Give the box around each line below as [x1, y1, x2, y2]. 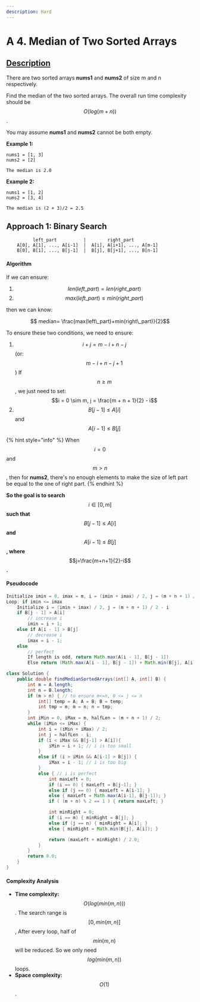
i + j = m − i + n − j [82, 341, 127, 348]
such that [6, 510, 30, 517]
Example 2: [6, 177, 35, 185]
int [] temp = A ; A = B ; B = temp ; [37, 698, 124, 704]
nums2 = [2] [6, 157, 36, 163]
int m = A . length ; [27, 682, 73, 688]
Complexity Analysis [6, 877, 59, 884]
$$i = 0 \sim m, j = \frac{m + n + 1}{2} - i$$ [51, 397, 158, 404]
